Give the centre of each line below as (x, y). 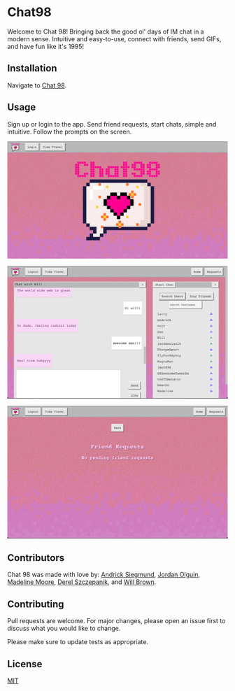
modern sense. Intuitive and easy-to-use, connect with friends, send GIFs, (114, 38)
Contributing (36, 604)
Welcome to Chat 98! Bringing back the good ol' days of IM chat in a (106, 31)
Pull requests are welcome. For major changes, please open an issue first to (116, 621)
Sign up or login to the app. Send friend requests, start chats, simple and (112, 124)
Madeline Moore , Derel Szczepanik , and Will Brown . (82, 582)
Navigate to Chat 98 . (37, 85)
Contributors (36, 558)
